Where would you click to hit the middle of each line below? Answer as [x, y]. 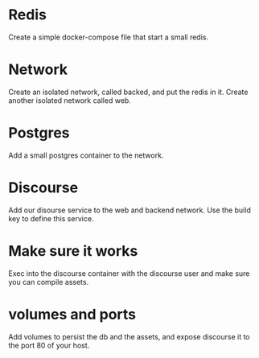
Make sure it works [73, 251]
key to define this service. [51, 218]
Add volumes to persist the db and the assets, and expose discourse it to [129, 336]
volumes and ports [72, 314]
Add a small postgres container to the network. [86, 155]
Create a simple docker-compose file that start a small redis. [109, 37]
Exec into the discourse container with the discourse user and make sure [129, 273]
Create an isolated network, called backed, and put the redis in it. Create [128, 92]
